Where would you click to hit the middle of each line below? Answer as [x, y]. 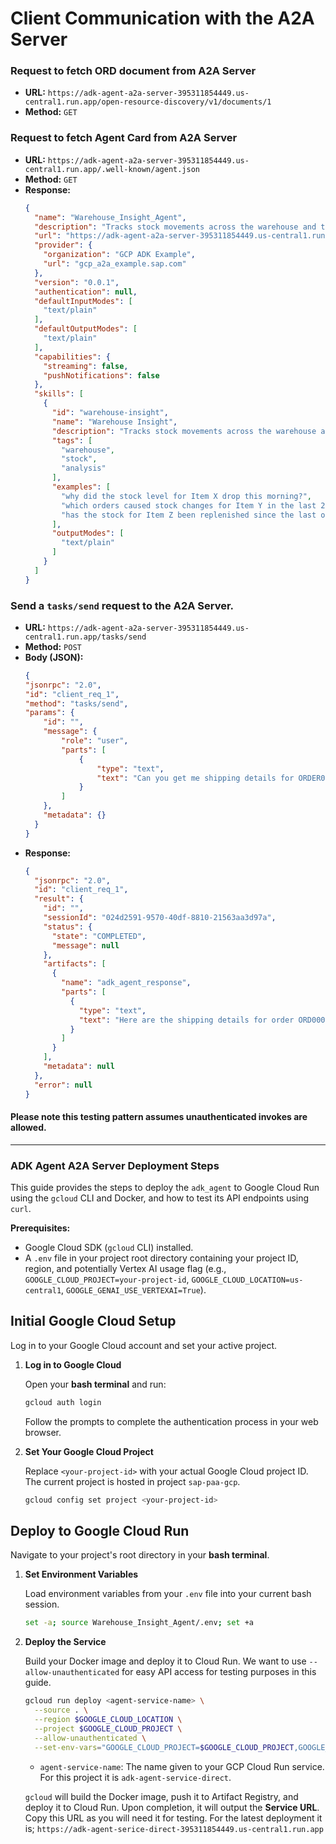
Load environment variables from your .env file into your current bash [168, 1594]
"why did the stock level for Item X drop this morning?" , [186, 496]
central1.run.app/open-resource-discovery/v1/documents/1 [148, 102]
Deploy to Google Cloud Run [100, 1531]
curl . [21, 1209]
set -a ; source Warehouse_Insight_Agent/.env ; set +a [139, 1623]
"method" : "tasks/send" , [76, 703]
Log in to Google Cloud [73, 1364]
